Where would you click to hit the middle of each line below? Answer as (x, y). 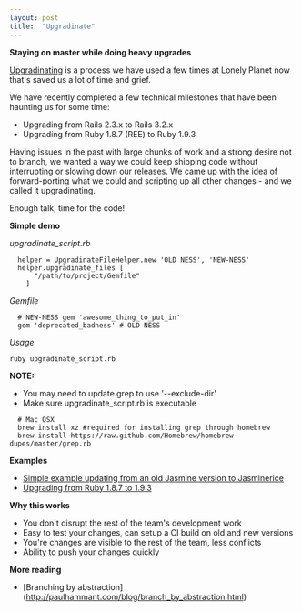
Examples (29, 460)
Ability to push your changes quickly (91, 552)
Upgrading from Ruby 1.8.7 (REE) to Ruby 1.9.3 (109, 134)
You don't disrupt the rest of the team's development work (132, 523)
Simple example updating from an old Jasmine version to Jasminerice (153, 477)
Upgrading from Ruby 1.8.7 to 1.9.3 (87, 487)
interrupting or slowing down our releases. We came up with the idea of (144, 171)
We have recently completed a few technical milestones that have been (143, 97)
